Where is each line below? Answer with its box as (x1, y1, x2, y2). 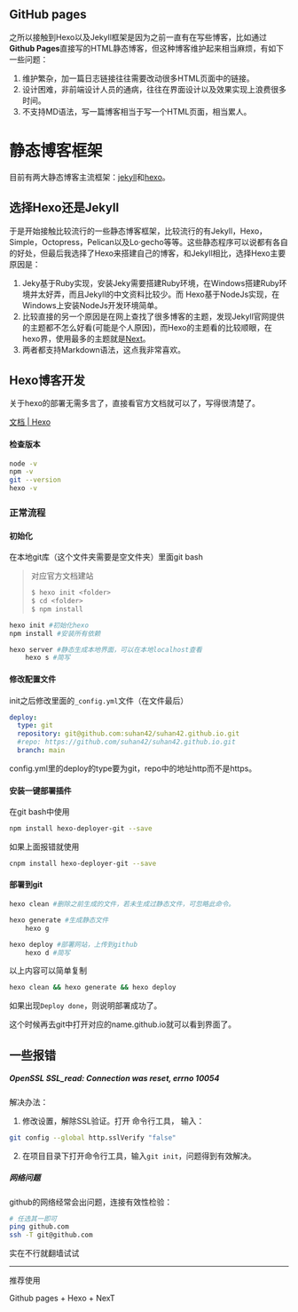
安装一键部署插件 (9, 785, 72, 796)
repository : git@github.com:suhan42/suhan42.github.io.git (17, 729, 240, 738)
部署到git (9, 879, 43, 890)
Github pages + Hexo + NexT (9, 1292, 115, 1304)
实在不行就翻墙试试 (9, 1248, 80, 1259)
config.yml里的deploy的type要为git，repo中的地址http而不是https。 (9, 763, 257, 774)
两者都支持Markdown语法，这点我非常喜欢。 (21, 344, 186, 354)
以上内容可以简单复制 (9, 966, 87, 976)
